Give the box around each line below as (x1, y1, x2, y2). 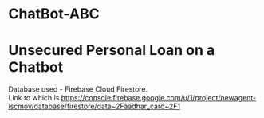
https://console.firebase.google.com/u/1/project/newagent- (61, 93, 257, 103)
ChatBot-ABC (8, 5, 100, 23)
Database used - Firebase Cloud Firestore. (8, 85, 148, 94)
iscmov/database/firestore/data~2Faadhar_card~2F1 (8, 101, 181, 112)
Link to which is (8, 93, 60, 103)
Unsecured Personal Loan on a (8, 41, 215, 60)
